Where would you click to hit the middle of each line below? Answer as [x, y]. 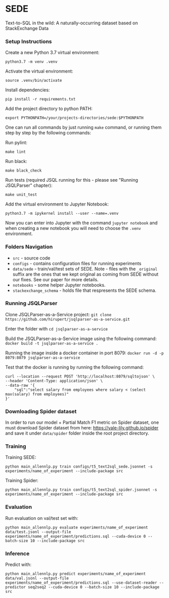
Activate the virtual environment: [39, 71]
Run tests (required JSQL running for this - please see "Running [72, 180]
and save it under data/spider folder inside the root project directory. [77, 433]
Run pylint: [16, 143]
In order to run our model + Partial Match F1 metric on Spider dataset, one [82, 422]
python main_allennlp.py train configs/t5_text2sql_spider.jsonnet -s [81, 490]
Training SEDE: [21, 457]
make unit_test [21, 195]
